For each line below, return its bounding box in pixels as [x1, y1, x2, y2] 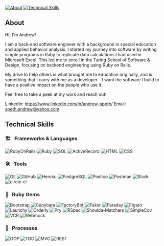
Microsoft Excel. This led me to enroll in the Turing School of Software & [5, 57, 150, 63]
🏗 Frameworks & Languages [5, 135, 78, 142]
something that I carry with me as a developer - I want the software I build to [5, 76, 160, 83]
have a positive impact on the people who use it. [5, 82, 103, 88]
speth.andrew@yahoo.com [5, 106, 60, 112]
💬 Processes [5, 225, 38, 232]
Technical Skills [5, 120, 54, 129]
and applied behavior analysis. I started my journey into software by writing [5, 46, 157, 52]
